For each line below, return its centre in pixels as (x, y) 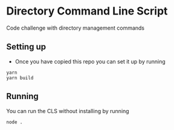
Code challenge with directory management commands (76, 28)
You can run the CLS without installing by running (68, 111)
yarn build (20, 78)
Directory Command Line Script (87, 11)
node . (14, 122)
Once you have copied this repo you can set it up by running (90, 61)
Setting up (26, 47)
